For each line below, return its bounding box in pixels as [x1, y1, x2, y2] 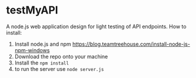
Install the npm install [14, 59, 69, 66]
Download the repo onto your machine [14, 53, 108, 60]
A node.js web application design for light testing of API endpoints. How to [6, 23, 187, 30]
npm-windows [14, 46, 50, 53]
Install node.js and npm [14, 40, 72, 48]
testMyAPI [6, 4, 58, 17]
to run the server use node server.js [14, 65, 104, 72]
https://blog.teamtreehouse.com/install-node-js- [72, 40, 190, 48]
